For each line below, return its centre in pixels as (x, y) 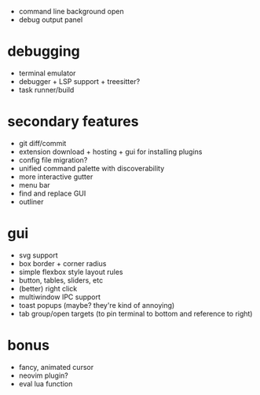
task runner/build (46, 90)
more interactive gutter (56, 177)
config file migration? (53, 159)
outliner (31, 201)
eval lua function (46, 383)
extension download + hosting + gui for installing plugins (110, 152)
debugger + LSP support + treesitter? (79, 81)
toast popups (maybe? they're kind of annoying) (97, 305)
